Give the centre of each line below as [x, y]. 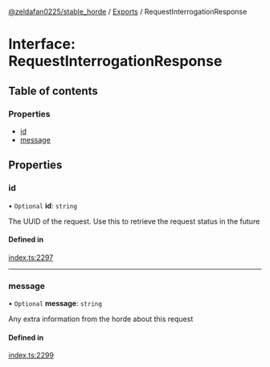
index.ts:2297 [31, 258]
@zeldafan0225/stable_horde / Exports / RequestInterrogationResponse [128, 12]
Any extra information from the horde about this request [101, 319]
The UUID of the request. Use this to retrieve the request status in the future [134, 221]
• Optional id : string [43, 205]
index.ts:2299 [31, 355]
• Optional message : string [55, 303]
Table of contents [53, 91]
